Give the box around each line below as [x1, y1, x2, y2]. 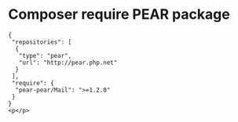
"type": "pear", [18, 52, 72, 59]
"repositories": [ [11, 38, 72, 46]
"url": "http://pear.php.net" [18, 59, 118, 66]
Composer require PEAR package [8, 5, 230, 23]
